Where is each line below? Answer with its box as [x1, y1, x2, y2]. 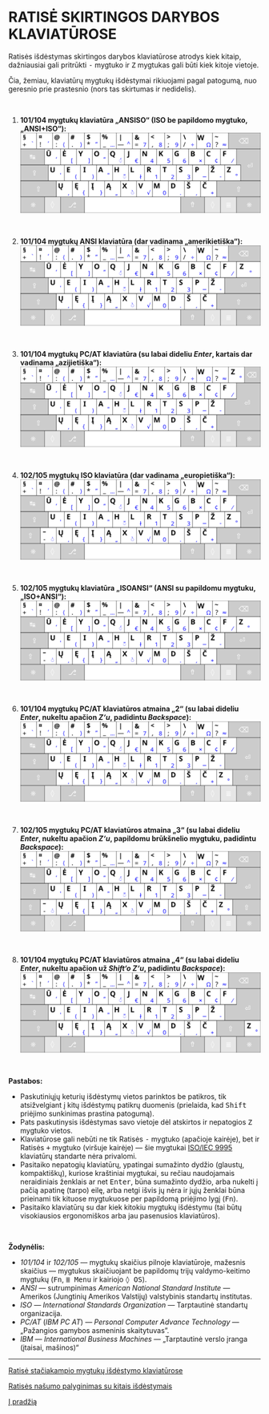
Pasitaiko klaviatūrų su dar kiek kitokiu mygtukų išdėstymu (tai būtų [19, 1202, 243, 1212]
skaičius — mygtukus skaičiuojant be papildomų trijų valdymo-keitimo [19, 1267, 251, 1276]
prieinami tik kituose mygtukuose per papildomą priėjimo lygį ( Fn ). [19, 1194, 239, 1204]
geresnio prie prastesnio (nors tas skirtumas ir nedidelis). [8, 84, 197, 94]
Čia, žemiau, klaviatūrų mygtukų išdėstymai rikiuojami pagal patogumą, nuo [8, 75, 258, 85]
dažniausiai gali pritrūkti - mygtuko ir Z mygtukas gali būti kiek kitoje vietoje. [8, 60, 259, 70]
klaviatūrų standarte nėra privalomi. [19, 1151, 138, 1161]
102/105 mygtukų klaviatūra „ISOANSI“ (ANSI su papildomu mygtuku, [19, 583, 256, 592]
